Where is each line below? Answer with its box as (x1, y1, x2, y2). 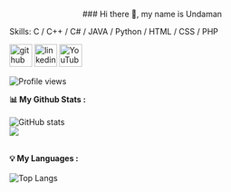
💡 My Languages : (9, 153, 79, 163)
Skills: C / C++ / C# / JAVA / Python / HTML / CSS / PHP (9, 26, 219, 36)
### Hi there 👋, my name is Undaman (82, 9, 223, 19)
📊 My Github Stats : (9, 94, 86, 104)
